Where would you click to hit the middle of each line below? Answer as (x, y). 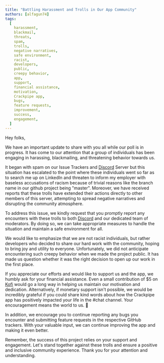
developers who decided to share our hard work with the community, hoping (82, 243)
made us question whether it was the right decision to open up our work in (80, 259)
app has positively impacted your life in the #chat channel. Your (69, 300)
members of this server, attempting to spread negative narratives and (75, 198)
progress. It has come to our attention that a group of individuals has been (80, 152)
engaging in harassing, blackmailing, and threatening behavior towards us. (80, 157)
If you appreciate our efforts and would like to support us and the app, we (79, 274)
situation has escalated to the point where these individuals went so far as (80, 172)
